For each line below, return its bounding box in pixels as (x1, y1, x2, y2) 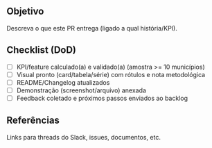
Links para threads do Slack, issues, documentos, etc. (6, 133, 161, 141)
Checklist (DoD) (6, 44, 77, 56)
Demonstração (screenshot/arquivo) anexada (16, 86, 147, 94)
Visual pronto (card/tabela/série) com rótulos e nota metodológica (16, 70, 206, 79)
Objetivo (6, 6, 44, 17)
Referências (6, 115, 60, 126)
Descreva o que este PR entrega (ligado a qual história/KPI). (6, 24, 177, 32)
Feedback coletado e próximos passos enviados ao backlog (16, 94, 188, 102)
